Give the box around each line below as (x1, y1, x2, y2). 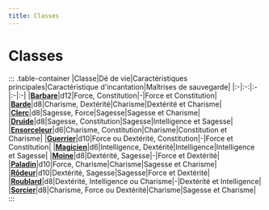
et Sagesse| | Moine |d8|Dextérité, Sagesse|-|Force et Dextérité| (8, 150, 221, 160)
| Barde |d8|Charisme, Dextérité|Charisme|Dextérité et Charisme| (8, 99, 222, 109)
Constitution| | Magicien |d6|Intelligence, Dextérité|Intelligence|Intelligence (8, 142, 255, 152)
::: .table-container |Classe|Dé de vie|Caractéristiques (8, 73, 188, 83)
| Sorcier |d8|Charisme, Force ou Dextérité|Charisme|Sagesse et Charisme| (8, 185, 257, 195)
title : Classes (8, 11, 60, 20)
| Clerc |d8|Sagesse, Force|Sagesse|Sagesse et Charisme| (8, 107, 200, 117)
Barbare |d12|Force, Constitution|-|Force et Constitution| (30, 90, 217, 100)
